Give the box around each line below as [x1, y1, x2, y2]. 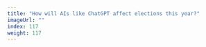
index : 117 [7, 23, 39, 30]
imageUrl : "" [7, 17, 45, 23]
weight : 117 [7, 29, 42, 37]
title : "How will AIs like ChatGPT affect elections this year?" [7, 10, 200, 17]
